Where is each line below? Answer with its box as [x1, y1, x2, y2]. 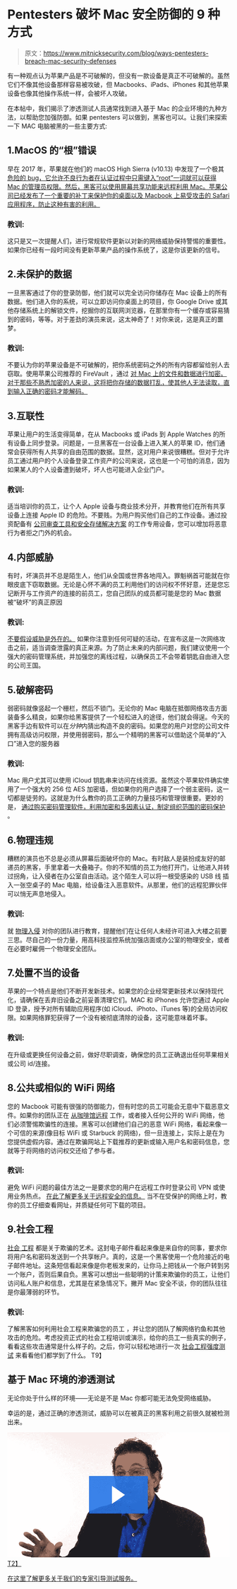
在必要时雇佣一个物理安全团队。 [7, 944, 100, 953]
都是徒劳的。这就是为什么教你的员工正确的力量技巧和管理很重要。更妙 [13, 793, 217, 803]
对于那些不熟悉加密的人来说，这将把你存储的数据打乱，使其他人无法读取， [7, 378, 224, 387]
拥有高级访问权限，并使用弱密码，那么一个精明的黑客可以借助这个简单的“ [7, 731, 221, 739]
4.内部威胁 [7, 551, 54, 563]
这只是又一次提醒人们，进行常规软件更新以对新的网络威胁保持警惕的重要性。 [7, 237, 230, 245]
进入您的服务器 [16, 740, 60, 748]
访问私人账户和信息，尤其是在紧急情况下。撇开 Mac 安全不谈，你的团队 [7, 1279, 215, 1287]
